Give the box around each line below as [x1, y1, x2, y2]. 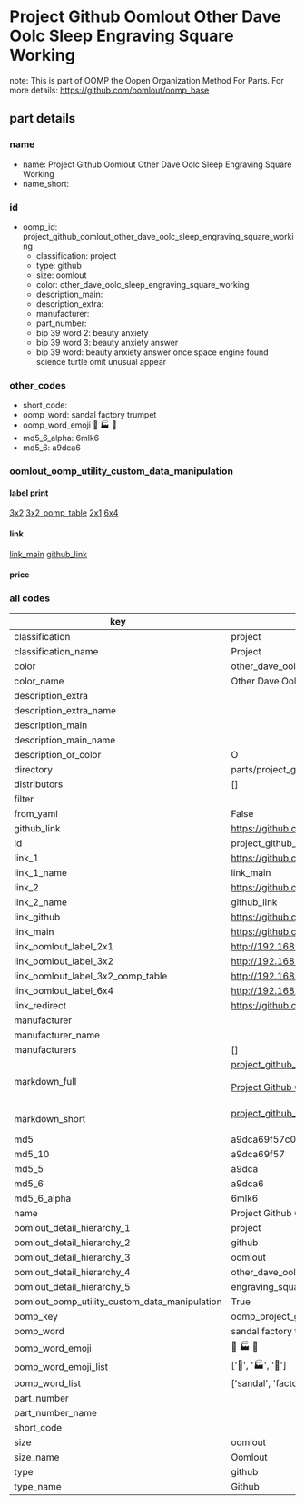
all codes [9, 592, 51, 605]
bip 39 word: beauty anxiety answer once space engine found [35, 347, 270, 358]
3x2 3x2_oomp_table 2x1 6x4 [9, 507, 119, 518]
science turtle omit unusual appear [35, 356, 167, 367]
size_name [14, 1451, 60, 1463]
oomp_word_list [14, 1377, 82, 1390]
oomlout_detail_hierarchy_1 [14, 1222, 131, 1234]
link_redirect [14, 999, 67, 1012]
